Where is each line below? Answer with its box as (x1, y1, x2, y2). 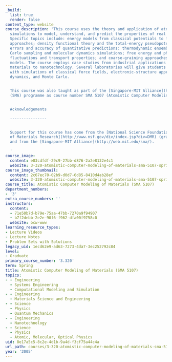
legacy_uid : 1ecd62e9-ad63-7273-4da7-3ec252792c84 (5, 244, 116, 249)
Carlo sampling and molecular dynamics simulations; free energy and (10, 50, 161, 55)
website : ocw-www (10, 220, 47, 225)
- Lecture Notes (5, 234, 40, 239)
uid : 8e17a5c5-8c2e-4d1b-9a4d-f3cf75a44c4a (5, 339, 100, 345)
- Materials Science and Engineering (10, 296, 91, 302)
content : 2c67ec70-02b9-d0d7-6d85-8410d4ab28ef (10, 173, 114, 178)
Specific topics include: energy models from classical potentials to (10, 36, 164, 42)
